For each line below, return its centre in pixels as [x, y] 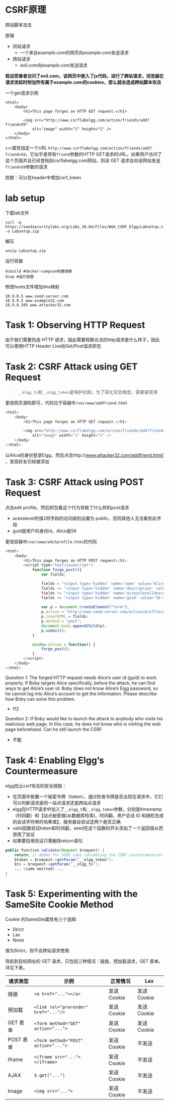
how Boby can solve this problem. [40, 699]
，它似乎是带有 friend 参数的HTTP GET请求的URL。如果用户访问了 [94, 154]
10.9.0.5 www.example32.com [35, 300]
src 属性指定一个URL [26, 148]
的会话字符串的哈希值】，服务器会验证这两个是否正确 [66, 822]
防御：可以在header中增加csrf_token [43, 177]
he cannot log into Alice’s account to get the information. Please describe [81, 694]
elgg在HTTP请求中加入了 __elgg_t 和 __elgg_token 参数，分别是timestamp [87, 809]
